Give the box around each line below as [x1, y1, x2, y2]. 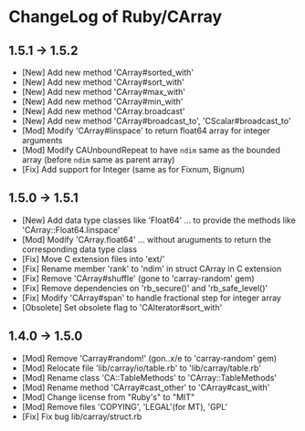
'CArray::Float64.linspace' [21, 224, 121, 235]
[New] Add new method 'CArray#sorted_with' [21, 67, 195, 78]
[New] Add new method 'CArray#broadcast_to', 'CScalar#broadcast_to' [21, 116, 291, 126]
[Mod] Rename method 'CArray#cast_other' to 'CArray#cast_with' [21, 382, 270, 393]
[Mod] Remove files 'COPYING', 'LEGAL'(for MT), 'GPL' [21, 401, 228, 412]
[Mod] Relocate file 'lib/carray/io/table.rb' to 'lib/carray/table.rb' [21, 363, 262, 373]
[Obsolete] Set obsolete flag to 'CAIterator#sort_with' [21, 301, 223, 312]
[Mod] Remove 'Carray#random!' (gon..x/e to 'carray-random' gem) [21, 352, 278, 363]
